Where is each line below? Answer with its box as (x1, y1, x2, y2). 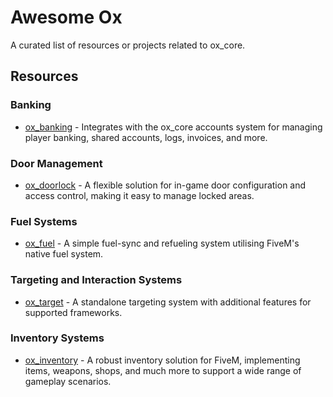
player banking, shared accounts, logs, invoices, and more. (24, 131, 268, 143)
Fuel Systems (10, 214, 78, 228)
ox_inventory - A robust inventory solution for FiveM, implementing (24, 354, 301, 366)
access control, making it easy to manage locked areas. (24, 189, 255, 201)
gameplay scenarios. (24, 375, 112, 387)
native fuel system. (24, 248, 104, 260)
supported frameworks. (24, 306, 123, 318)
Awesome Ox (10, 6, 123, 29)
